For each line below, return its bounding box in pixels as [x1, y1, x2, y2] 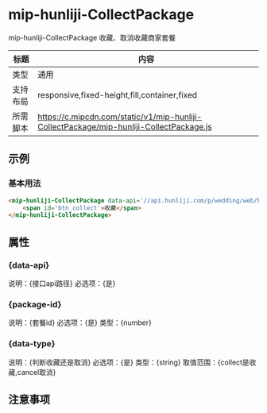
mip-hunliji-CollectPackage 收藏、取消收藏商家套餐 [8, 33, 176, 42]
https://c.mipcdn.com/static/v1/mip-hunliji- [37, 111, 203, 122]
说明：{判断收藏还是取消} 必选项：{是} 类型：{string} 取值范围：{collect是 [8, 357, 250, 367]
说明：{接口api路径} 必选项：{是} [8, 278, 116, 288]
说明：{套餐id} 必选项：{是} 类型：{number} [8, 318, 153, 327]
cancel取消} [17, 367, 56, 376]
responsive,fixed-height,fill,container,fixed [37, 89, 197, 100]
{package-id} [8, 299, 62, 310]
